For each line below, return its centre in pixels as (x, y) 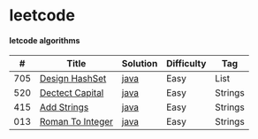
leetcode (42, 15)
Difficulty (186, 64)
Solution (140, 64)
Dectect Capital (72, 93)
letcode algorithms (45, 40)
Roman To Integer (76, 122)
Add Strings (64, 107)
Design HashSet (73, 79)
